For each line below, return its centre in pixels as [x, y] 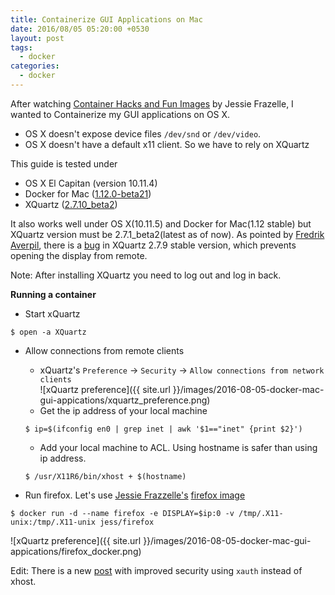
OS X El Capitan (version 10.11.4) [91, 183]
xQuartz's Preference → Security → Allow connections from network [182, 370]
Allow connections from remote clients [104, 350]
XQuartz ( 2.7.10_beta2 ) [71, 204]
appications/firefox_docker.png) [76, 551]
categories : [35, 66]
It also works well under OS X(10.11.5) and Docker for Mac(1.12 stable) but [161, 223]
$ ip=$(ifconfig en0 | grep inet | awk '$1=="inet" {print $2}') [163, 429]
